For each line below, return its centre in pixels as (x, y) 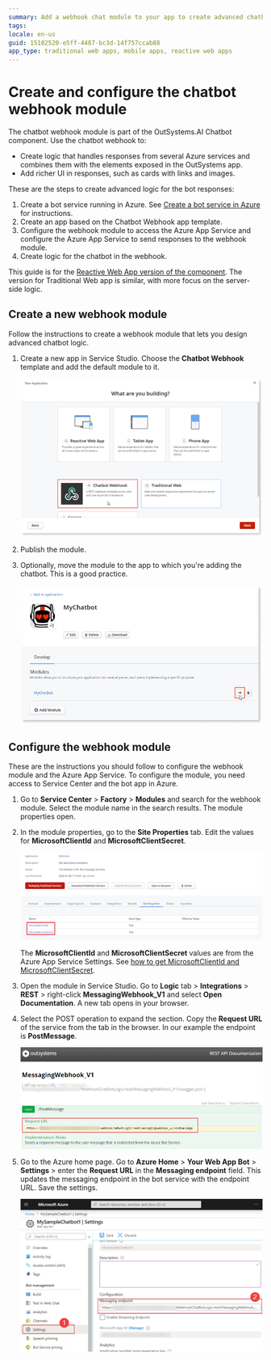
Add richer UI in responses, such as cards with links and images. (127, 173)
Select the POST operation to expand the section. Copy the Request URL (141, 1019)
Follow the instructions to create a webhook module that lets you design (128, 334)
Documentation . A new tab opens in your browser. (104, 1003)
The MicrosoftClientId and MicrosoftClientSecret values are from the (137, 953)
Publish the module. (53, 549)
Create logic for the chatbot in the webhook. (94, 256)
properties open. (48, 816)
